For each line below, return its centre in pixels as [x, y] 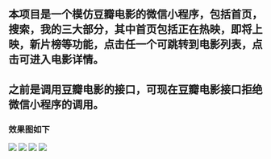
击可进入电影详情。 [56, 60]
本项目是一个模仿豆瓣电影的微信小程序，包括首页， [135, 14]
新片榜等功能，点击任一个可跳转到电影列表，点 [146, 45]
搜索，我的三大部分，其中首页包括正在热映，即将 [130, 29]
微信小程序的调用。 [56, 104]
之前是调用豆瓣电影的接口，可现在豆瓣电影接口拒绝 [135, 90]
